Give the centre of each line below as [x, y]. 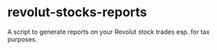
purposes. [22, 39]
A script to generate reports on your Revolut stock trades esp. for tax [109, 32]
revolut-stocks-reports [77, 12]
